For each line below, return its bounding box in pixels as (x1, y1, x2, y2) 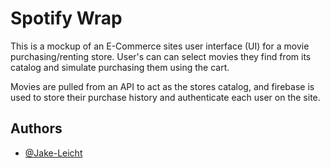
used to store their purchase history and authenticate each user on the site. (10, 91, 321, 103)
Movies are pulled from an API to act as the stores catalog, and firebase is (10, 80, 315, 92)
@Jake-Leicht (24, 147, 83, 159)
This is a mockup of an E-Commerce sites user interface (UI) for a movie (10, 40, 310, 52)
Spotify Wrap (10, 7, 123, 30)
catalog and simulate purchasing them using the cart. (10, 61, 230, 73)
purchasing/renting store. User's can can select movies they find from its (10, 50, 312, 62)
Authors (10, 120, 63, 137)
